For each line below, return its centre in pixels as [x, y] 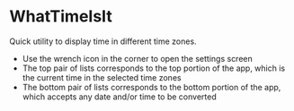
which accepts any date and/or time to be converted [120, 97]
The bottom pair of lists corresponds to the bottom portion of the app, [151, 87]
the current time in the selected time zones [102, 77]
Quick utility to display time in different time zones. [103, 41]
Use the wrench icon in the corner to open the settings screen [138, 58]
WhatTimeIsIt [61, 17]
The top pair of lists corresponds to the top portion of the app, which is [154, 68]
